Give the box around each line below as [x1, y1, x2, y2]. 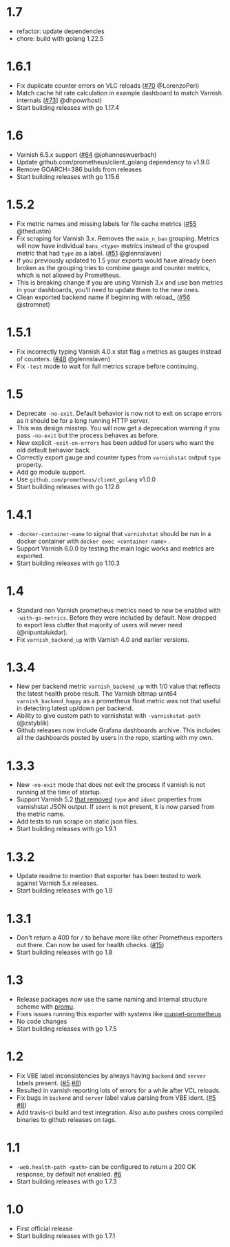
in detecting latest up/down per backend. [16, 704, 134, 712]
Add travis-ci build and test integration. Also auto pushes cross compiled [16, 1108, 223, 1116]
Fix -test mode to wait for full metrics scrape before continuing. [16, 362, 199, 370]
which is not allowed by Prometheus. [16, 271, 121, 279]
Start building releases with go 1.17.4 [16, 103, 120, 111]
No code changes [16, 1017, 67, 1026]
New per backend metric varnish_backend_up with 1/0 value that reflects [16, 682, 221, 691]
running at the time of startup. [16, 788, 102, 797]
